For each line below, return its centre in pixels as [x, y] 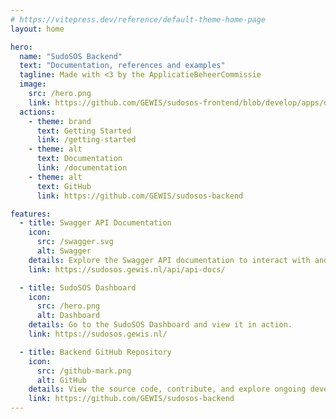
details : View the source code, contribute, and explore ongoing [167, 389]
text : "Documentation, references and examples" [122, 66]
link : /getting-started [86, 140]
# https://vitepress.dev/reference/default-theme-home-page [138, 19]
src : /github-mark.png [84, 371]
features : [31, 214]
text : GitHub [64, 186]
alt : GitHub [61, 380]
